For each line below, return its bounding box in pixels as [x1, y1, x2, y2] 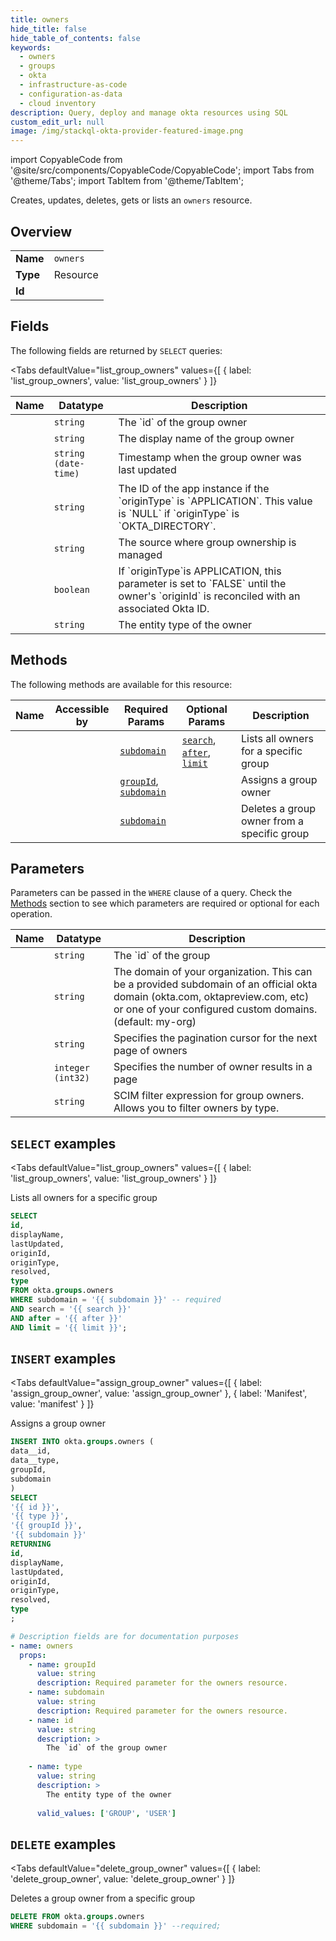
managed [118, 547, 163, 561]
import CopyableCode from [10, 154, 123, 166]
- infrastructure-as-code [19, 80, 128, 90]
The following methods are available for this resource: [10, 678, 233, 690]
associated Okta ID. [118, 601, 210, 615]
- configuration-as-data [19, 89, 123, 99]
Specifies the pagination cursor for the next [113, 1031, 318, 1045]
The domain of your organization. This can [113, 965, 313, 979]
